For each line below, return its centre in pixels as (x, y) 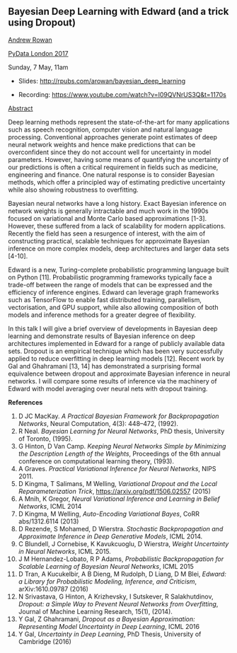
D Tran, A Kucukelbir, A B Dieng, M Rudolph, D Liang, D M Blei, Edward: (122, 574)
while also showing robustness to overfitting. (73, 190)
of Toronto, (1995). (45, 439)
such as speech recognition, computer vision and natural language (105, 129)
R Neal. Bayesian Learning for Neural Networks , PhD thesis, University (121, 431)
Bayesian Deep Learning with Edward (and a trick (118, 12)
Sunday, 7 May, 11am (38, 67)
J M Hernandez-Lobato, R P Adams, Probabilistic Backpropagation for (121, 559)
